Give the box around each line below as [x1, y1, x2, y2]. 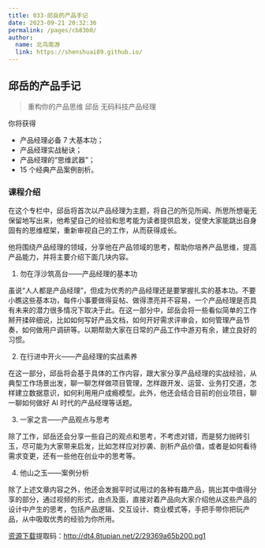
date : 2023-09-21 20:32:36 [8, 19, 97, 27]
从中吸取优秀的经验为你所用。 [21, 514, 119, 524]
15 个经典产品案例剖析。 [19, 165, 99, 174]
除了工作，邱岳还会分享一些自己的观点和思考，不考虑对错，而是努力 [8, 431, 230, 442]
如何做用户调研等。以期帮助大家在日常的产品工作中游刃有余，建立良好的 [21, 325, 257, 335]
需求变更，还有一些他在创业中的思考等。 [8, 451, 140, 461]
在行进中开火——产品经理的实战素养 [19, 352, 138, 361]
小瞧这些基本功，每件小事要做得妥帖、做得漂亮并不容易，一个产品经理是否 [8, 296, 250, 305]
